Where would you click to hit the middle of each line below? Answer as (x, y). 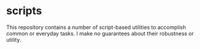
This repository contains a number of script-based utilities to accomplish (96, 27)
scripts (24, 11)
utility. (14, 40)
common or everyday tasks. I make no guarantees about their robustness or (100, 33)
